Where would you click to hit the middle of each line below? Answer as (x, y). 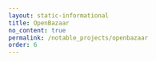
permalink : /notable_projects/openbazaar (78, 38)
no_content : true (37, 30)
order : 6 (23, 45)
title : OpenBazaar (39, 23)
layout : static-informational (59, 15)
